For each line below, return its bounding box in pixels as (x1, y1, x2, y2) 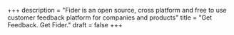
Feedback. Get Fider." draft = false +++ (7, 21, 123, 29)
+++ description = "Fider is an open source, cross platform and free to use (7, 6, 227, 14)
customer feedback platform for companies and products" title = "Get (7, 13, 213, 22)
